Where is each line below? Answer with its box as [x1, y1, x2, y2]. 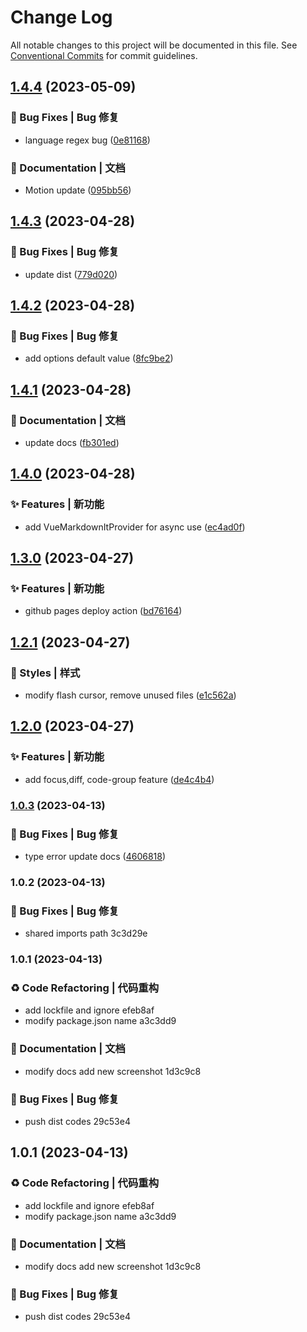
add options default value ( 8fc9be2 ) [24, 352, 174, 365]
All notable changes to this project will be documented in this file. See [10, 39, 298, 51]
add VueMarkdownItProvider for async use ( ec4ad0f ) [24, 521, 246, 533]
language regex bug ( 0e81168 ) [24, 134, 151, 146]
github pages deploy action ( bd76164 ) [24, 605, 183, 617]
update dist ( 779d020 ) [24, 268, 118, 280]
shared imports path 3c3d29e [24, 927, 148, 940]
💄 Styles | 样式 [10, 666, 81, 680]
